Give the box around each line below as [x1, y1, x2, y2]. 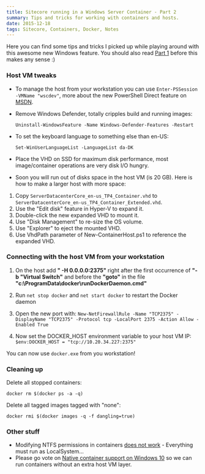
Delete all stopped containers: [6, 379, 82, 386]
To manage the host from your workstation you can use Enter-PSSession [15, 85, 198, 92]
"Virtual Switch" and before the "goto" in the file [20, 273, 146, 280]
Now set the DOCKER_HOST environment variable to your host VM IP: [15, 332, 192, 340]
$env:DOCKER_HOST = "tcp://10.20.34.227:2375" [15, 339, 136, 345]
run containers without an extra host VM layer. [15, 461, 132, 468]
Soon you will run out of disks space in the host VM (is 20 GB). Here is [15, 173, 193, 181]
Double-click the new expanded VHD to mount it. [15, 211, 140, 219]
